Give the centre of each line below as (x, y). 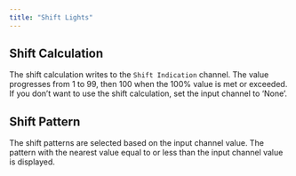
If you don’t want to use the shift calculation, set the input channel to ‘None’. (148, 93)
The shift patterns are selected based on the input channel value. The (137, 143)
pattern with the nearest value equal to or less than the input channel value (146, 153)
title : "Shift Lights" (51, 17)
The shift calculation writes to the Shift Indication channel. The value (139, 75)
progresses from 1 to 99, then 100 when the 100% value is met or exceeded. (148, 84)
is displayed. (32, 162)
